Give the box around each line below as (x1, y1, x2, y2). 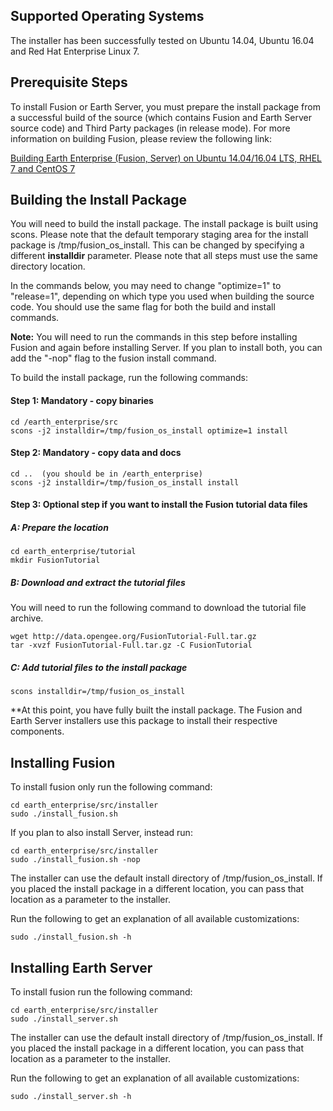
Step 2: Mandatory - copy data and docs (10, 447, 182, 459)
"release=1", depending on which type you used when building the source (10, 290, 315, 303)
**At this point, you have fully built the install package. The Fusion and (10, 704, 303, 716)
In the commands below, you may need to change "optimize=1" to (10, 280, 282, 292)
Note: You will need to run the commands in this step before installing (10, 331, 298, 343)
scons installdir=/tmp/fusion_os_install (10, 687, 186, 697)
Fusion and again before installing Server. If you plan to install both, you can (10, 342, 323, 354)
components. (10, 725, 65, 738)
